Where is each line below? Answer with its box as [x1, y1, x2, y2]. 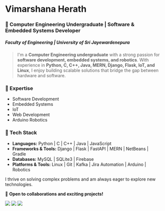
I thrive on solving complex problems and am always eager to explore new [5, 176, 156, 182]
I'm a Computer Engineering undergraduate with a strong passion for [17, 52, 160, 58]
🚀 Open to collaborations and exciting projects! [5, 191, 103, 197]
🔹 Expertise [5, 85, 33, 91]
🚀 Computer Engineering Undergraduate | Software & [5, 21, 134, 28]
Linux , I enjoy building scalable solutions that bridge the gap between [17, 67, 159, 73]
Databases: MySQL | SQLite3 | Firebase [12, 156, 94, 162]
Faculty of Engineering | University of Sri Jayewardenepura [5, 39, 130, 45]
